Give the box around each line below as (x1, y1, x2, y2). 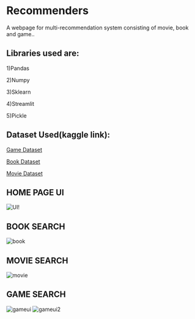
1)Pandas (6, 64, 29, 72)
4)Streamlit (6, 100, 35, 107)
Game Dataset (6, 146, 43, 153)
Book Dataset (6, 157, 41, 165)
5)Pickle (6, 111, 27, 119)
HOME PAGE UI (6, 187, 64, 198)
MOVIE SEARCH (6, 255, 68, 266)
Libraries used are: (6, 48, 79, 59)
